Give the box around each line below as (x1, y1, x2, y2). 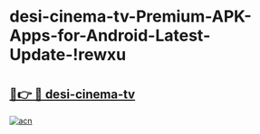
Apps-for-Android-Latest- (9, 25, 211, 46)
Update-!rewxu (9, 45, 127, 65)
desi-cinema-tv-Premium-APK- (9, 6, 252, 27)
